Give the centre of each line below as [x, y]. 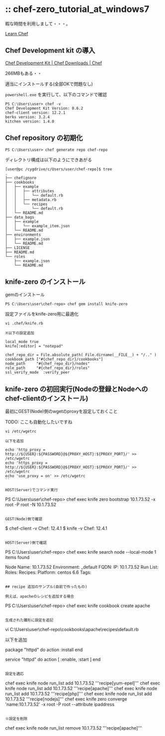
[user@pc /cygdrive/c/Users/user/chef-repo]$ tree [59, 169]
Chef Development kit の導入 [50, 51]
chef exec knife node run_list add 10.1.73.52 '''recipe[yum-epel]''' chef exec [83, 683]
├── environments [23, 235]
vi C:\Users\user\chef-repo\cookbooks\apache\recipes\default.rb [72, 630]
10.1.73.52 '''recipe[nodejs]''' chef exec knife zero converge [66, 699]
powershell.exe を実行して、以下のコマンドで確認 [56, 94]
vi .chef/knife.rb [24, 324]
